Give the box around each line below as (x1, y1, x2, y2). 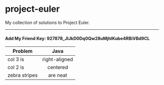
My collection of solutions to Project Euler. (5, 20, 90, 25)
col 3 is (7, 56, 24, 63)
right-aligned (42, 56, 73, 63)
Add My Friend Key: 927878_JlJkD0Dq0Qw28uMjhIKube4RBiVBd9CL (5, 35, 150, 41)
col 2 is (7, 64, 24, 71)
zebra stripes (7, 72, 38, 79)
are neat (48, 72, 67, 79)
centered (47, 64, 68, 71)
